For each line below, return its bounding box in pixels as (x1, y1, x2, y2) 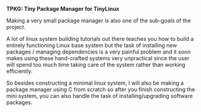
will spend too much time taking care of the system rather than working (6, 61, 186, 68)
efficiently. (6, 68, 33, 75)
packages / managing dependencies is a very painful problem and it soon (6, 48, 191, 55)
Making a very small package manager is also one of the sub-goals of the (6, 17, 191, 24)
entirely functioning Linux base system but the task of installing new (6, 42, 177, 49)
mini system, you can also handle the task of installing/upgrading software (6, 93, 193, 99)
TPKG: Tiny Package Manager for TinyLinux (6, 5, 120, 12)
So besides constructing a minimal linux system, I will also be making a (6, 79, 184, 86)
